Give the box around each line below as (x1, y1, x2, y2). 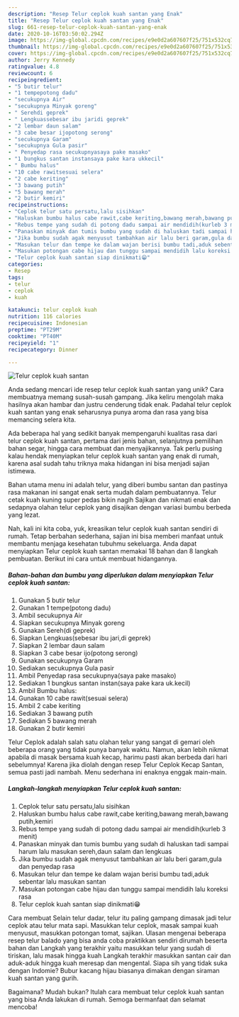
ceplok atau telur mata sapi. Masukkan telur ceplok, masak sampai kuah (8, 921, 218, 930)
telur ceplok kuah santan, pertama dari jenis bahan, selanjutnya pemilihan (8, 437, 223, 445)
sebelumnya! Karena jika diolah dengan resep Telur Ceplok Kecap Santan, (8, 760, 224, 769)
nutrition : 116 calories (8, 313, 82, 320)
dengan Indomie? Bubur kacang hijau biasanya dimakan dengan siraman (8, 967, 221, 975)
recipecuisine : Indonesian (8, 320, 88, 327)
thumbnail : (8, 43, 40, 50)
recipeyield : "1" (8, 339, 60, 347)
